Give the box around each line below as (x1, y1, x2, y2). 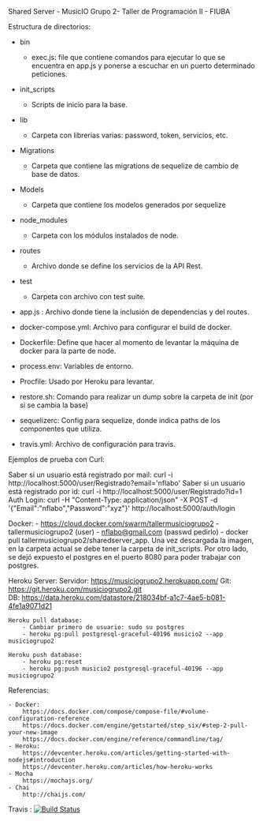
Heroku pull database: (8, 617, 83, 624)
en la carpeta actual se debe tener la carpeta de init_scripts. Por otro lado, (8, 544, 249, 553)
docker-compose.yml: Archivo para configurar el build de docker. (19, 323, 232, 332)
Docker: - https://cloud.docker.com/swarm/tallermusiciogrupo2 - (8, 519, 220, 528)
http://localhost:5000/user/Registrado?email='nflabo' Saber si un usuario (8, 478, 246, 488)
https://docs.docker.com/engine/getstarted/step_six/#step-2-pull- (22, 722, 248, 729)
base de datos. (31, 170, 80, 178)
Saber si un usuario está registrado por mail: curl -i (8, 470, 173, 479)
